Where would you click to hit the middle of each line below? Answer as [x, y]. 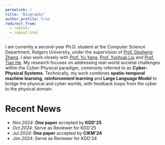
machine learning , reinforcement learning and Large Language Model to [81, 78]
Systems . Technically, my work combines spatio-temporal [84, 73]
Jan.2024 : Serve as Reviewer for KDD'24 [54, 138]
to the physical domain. [29, 89]
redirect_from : [21, 24]
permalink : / [19, 10]
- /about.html [24, 33]
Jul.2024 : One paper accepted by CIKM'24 [57, 133]
